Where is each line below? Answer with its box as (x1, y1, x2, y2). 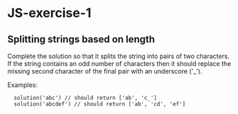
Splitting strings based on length (7, 33, 155, 45)
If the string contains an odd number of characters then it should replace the (7, 59, 232, 68)
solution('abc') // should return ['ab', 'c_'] (13, 94, 158, 101)
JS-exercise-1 (7, 5, 92, 21)
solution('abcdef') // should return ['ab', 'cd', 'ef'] (13, 101, 186, 108)
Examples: (7, 81, 38, 89)
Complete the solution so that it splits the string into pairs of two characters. (7, 52, 229, 60)
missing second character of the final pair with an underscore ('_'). (7, 67, 202, 75)
